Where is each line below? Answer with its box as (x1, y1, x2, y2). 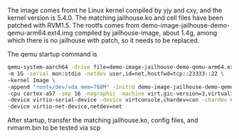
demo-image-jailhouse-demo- (141, 21, 230, 29)
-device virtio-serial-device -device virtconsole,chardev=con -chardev (7, 96, 228, 104)
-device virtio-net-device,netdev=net (7, 103, 122, 111)
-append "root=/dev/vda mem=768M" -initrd (7, 83, 135, 91)
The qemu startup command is (7, 50, 97, 58)
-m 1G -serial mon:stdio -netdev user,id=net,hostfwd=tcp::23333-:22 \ (7, 70, 224, 77)
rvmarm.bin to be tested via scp (7, 123, 101, 132)
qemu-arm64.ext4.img (7, 28, 73, 37)
